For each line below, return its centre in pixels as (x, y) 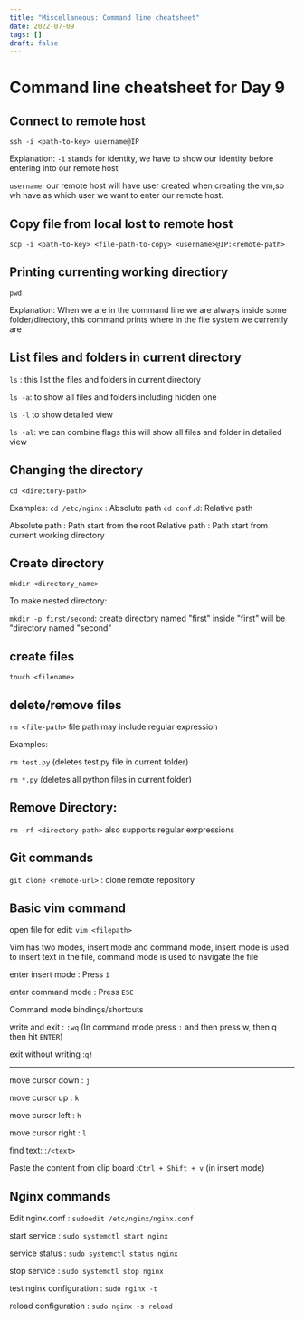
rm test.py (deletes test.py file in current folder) (99, 762)
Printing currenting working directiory (119, 272)
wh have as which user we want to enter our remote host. (117, 195)
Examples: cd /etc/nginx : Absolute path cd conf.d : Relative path (131, 508)
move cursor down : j (50, 1080)
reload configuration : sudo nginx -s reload (91, 1306)
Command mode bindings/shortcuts (76, 1010)
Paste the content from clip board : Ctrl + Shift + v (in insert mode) (137, 1168)
